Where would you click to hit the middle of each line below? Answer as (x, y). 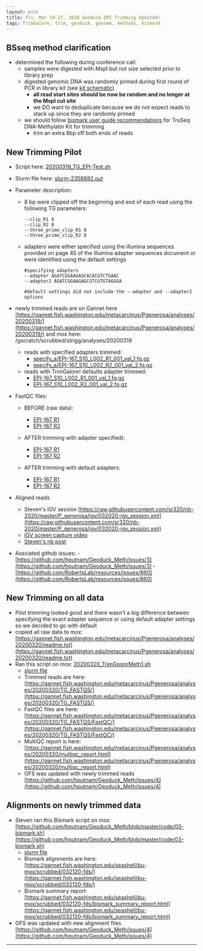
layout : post (23, 12)
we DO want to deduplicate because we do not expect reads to (111, 107)
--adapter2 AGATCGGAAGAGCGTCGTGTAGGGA (73, 281)
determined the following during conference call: (76, 62)
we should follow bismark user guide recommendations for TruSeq (107, 120)
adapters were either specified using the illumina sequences (99, 247)
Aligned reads (32, 498)
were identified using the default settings (75, 259)
